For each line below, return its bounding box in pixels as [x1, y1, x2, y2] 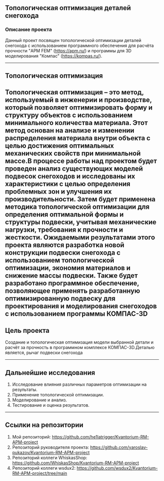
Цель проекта [5, 326, 50, 334]
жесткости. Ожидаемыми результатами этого [5, 233, 155, 241]
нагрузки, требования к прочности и [5, 226, 123, 234]
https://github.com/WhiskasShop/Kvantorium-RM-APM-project [12, 459, 139, 466]
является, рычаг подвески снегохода [5, 350, 83, 356]
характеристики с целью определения [5, 180, 131, 188]
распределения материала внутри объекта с [5, 134, 150, 142]
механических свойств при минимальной [5, 149, 141, 158]
